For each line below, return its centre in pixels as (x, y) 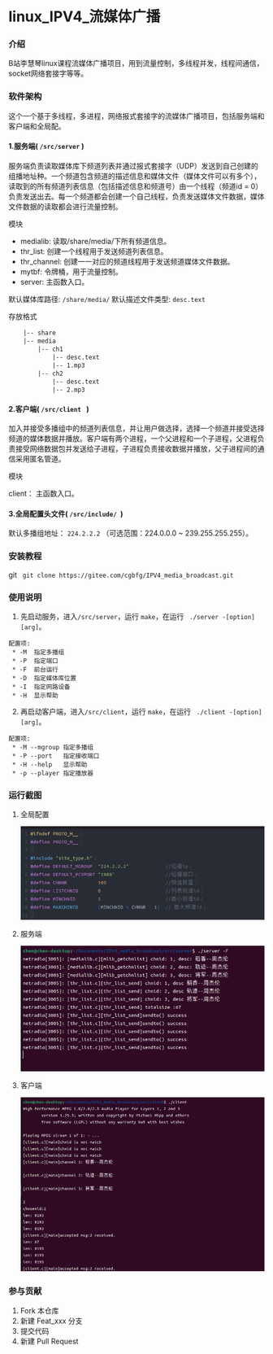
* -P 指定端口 (35, 661)
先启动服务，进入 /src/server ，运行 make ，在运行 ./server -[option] (138, 616)
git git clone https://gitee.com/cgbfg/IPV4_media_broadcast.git (121, 574)
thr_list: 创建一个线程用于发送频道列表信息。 (94, 251)
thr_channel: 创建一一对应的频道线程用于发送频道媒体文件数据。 (127, 261)
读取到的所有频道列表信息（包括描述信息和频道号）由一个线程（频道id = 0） (135, 186)
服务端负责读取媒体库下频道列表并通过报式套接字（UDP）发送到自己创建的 (133, 166)
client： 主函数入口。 (43, 494)
